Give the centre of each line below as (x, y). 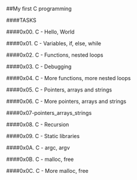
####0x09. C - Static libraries (43, 136)
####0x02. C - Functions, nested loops (55, 55)
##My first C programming (39, 9)
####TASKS (22, 20)
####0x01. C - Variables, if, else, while (54, 43)
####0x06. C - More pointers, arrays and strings (66, 101)
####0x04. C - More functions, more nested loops (68, 78)
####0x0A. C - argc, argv (38, 148)
